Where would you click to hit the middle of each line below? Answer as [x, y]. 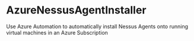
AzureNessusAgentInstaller [76, 10]
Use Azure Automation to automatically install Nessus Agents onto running [97, 26]
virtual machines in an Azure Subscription [57, 32]
